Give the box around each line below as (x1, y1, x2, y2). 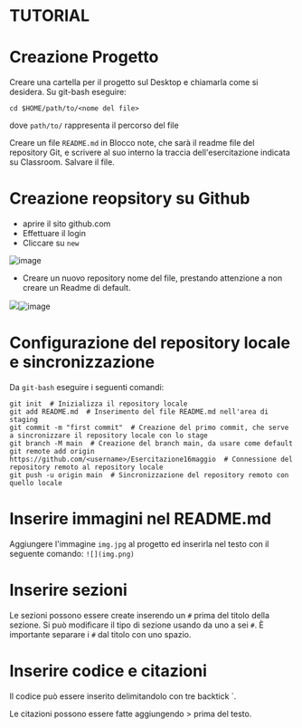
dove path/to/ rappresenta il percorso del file (9, 120, 179, 131)
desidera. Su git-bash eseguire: (9, 87, 127, 98)
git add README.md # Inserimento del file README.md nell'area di (9, 407, 269, 417)
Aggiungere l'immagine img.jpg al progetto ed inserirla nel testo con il (9, 538, 269, 549)
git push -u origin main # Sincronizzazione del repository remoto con (9, 471, 289, 480)
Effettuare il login (22, 228, 86, 239)
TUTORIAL (9, 5, 90, 26)
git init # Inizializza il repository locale (9, 399, 188, 408)
